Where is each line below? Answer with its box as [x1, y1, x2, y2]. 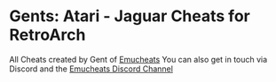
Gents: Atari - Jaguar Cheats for [9, 6, 250, 26]
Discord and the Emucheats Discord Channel [9, 63, 173, 74]
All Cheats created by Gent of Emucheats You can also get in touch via [9, 54, 268, 64]
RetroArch [9, 25, 86, 45]
